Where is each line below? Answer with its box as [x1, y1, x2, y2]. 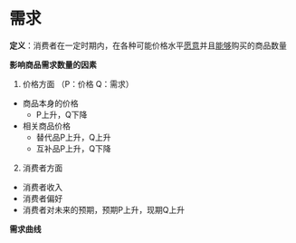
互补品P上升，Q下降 [35, 142, 111, 154]
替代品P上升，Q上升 [35, 131, 111, 142]
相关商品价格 [22, 120, 71, 131]
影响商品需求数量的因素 [9, 59, 97, 70]
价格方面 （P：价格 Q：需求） [22, 78, 134, 89]
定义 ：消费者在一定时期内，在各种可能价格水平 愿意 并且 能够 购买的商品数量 [9, 40, 287, 51]
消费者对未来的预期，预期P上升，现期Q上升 [22, 204, 186, 215]
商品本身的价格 [22, 97, 79, 109]
